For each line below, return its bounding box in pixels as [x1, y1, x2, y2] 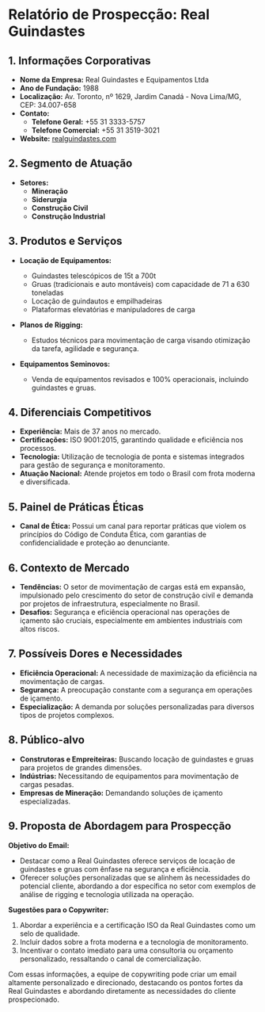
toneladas [31, 288, 64, 297]
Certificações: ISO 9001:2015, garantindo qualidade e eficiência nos [19, 435, 244, 445]
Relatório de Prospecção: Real [8, 6, 210, 24]
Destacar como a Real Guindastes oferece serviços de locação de [19, 856, 236, 865]
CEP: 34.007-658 [19, 101, 77, 109]
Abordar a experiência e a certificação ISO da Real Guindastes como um [19, 920, 256, 930]
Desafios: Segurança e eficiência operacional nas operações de [19, 608, 230, 617]
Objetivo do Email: [8, 840, 70, 850]
